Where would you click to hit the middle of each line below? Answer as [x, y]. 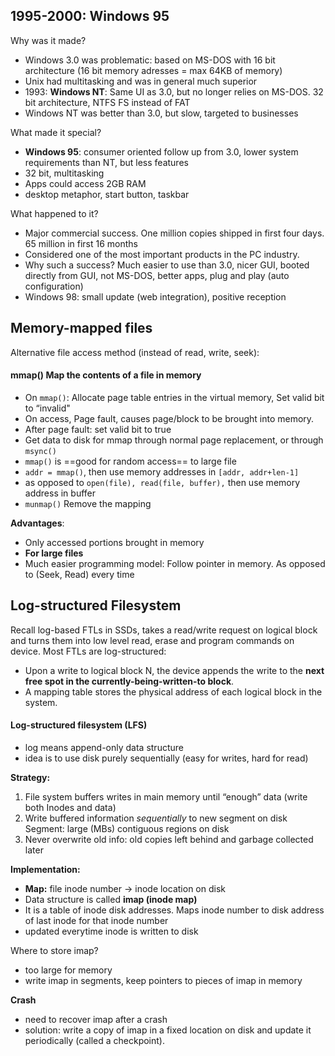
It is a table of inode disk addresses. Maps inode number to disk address [174, 910]
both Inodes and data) [70, 807]
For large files [54, 553]
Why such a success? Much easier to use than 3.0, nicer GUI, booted [167, 265]
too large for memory [68, 970]
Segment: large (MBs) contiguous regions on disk [127, 828]
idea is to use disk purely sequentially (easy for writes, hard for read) [166, 758]
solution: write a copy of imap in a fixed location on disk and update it [168, 1030]
